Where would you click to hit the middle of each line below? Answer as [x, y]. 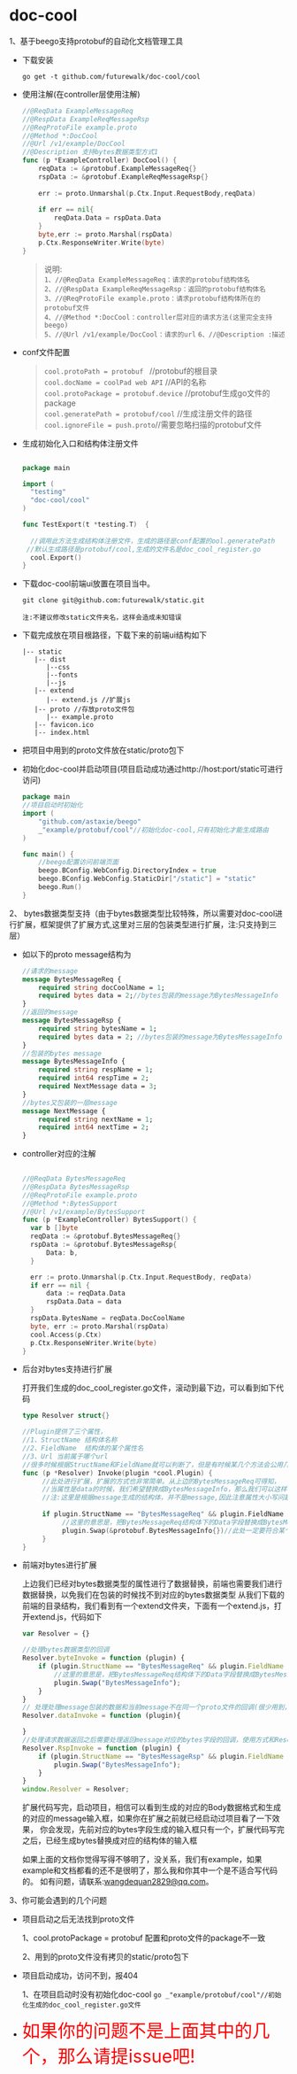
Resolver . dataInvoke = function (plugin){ [101, 1716]
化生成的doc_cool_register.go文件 [81, 2005]
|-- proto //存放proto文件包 [84, 709]
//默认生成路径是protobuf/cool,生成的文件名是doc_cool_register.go [144, 549]
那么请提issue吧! [126, 2056]
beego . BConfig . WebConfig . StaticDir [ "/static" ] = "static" [147, 879]
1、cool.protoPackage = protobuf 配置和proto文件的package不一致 [144, 1938]
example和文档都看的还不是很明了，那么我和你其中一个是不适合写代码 [150, 1870]
